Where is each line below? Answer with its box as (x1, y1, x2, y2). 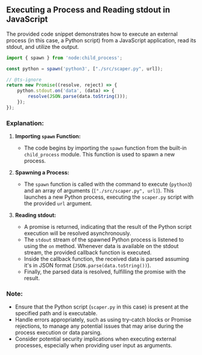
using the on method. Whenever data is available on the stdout (24, 243, 179, 250)
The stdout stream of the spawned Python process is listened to (24, 236, 184, 243)
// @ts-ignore (6, 77, 42, 83)
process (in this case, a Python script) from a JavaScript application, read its (6, 36, 197, 44)
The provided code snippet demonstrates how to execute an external (6, 30, 178, 37)
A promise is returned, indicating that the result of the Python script (24, 223, 192, 231)
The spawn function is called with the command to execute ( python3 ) (24, 181, 192, 188)
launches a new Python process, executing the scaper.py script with (24, 193, 194, 201)
